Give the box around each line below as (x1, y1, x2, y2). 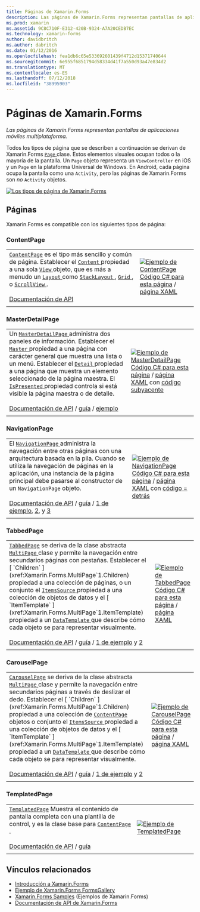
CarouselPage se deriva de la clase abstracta (9, 673, 133, 681)
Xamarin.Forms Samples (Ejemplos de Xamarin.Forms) (14, 893, 149, 900)
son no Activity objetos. (6, 175, 67, 183)
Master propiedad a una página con (9, 344, 108, 353)
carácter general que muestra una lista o (9, 352, 123, 361)
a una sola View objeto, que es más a (9, 265, 111, 273)
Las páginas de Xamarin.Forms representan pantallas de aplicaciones (6, 126, 180, 133)
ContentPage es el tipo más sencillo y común (9, 250, 132, 258)
